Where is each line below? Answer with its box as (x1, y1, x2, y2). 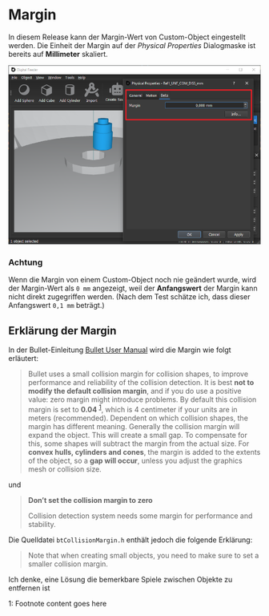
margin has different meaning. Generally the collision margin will (27, 421, 240, 431)
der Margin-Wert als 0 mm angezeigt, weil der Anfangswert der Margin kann (8, 283, 258, 294)
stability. (27, 519, 56, 529)
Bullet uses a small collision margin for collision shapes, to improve (27, 369, 249, 379)
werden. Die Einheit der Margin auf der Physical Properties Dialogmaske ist (8, 40, 256, 50)
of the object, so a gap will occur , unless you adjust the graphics (27, 456, 243, 465)
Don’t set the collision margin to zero (27, 495, 154, 505)
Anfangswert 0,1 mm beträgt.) (8, 301, 106, 310)
